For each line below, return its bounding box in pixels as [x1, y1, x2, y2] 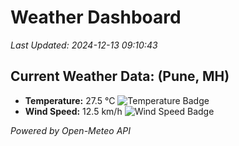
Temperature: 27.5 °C [24, 94, 116, 106]
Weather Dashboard [10, 6, 182, 29]
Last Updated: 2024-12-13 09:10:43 [10, 39, 158, 51]
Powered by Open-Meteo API [10, 124, 132, 136]
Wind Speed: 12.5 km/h [24, 105, 123, 117]
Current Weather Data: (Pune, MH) [10, 68, 230, 85]
